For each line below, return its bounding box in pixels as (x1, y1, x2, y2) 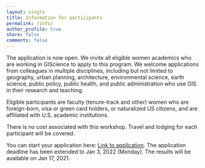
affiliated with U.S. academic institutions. (6, 111, 109, 119)
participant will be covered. (6, 130, 75, 137)
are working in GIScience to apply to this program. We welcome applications (6, 60, 199, 68)
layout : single (6, 9, 45, 15)
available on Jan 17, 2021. (6, 155, 70, 162)
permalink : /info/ (6, 20, 53, 26)
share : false (6, 32, 40, 38)
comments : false (6, 37, 48, 43)
